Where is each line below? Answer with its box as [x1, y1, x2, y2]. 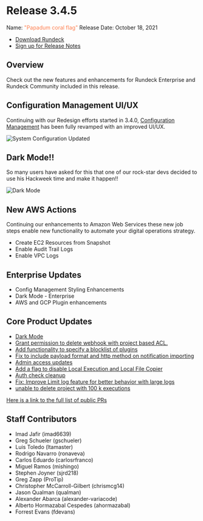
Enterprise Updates [6, 270, 82, 280]
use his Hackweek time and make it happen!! [6, 175, 119, 182]
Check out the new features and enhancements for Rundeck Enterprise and [6, 76, 196, 83]
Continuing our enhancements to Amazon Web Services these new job [6, 221, 184, 228]
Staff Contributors [6, 414, 77, 425]
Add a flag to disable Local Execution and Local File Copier [15, 365, 163, 372]
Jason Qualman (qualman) [15, 489, 81, 496]
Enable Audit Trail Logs [15, 245, 74, 253]
